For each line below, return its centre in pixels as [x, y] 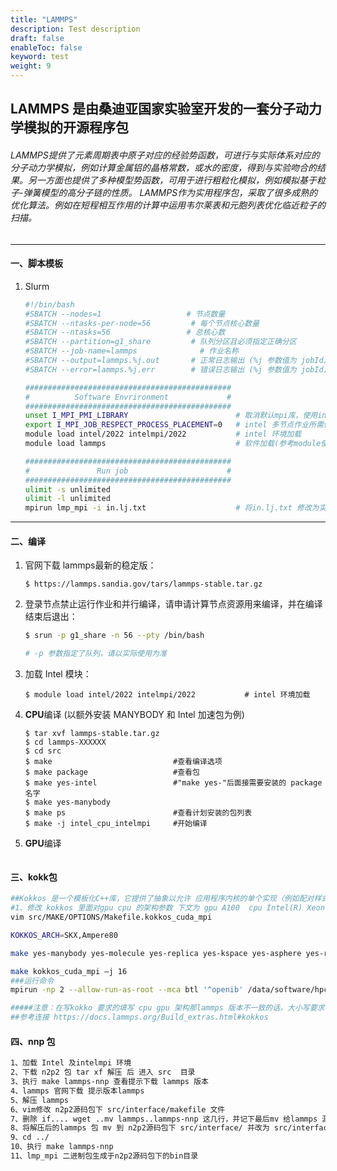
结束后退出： [51, 617]
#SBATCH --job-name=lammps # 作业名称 [131, 351]
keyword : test [40, 57]
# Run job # [128, 471]
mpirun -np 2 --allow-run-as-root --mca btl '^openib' [127, 990]
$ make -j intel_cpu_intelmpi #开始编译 [116, 824]
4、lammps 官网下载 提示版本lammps [77, 1091]
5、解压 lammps [39, 1100]
